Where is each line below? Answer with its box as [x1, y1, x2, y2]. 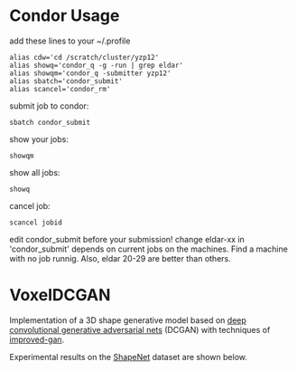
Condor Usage [9, 5, 120, 26]
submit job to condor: [9, 100, 89, 111]
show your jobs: [9, 133, 70, 145]
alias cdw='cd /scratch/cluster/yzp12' [9, 52, 160, 62]
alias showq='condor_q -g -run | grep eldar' [9, 61, 183, 70]
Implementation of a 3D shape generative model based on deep [9, 314, 246, 326]
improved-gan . [9, 334, 65, 345]
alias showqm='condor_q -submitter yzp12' [9, 69, 172, 78]
